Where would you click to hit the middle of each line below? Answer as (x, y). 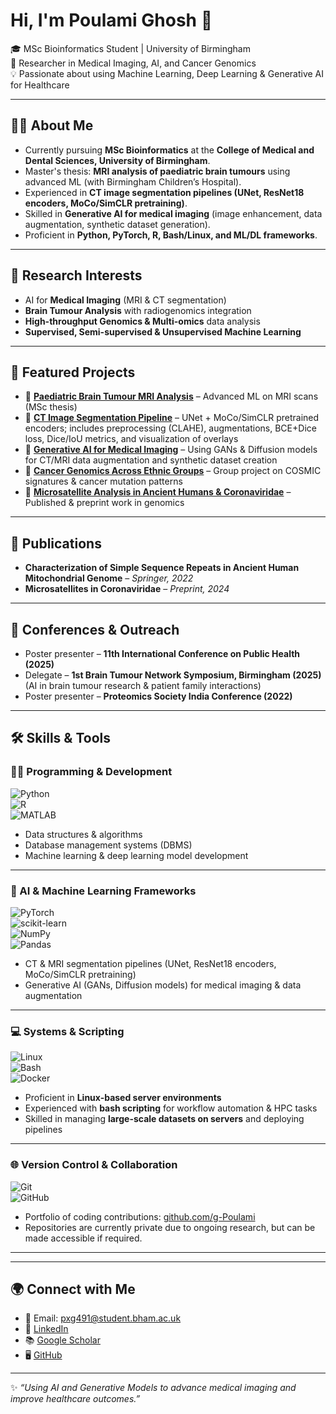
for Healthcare (40, 85)
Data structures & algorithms (83, 834)
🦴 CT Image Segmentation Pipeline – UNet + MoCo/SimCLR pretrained (172, 418)
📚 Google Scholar (62, 1340)
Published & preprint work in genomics (104, 503)
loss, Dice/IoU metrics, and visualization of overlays (131, 439)
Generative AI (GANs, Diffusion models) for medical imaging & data (163, 985)
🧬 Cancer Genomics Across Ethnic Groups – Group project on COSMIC (173, 471)
